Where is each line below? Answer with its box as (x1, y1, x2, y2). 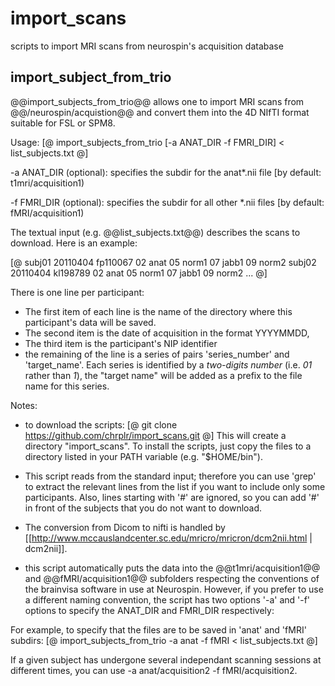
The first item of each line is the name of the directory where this (24, 305, 293, 317)
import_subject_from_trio (10, 69, 172, 86)
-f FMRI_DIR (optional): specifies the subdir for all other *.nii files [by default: (10, 196, 325, 208)
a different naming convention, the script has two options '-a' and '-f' (24, 593, 311, 606)
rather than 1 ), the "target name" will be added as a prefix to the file (24, 369, 303, 381)
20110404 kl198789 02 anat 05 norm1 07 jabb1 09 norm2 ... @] (10, 267, 268, 279)
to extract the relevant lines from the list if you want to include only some (24, 480, 326, 492)
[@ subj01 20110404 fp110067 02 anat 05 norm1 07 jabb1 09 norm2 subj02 (10, 256, 317, 268)
